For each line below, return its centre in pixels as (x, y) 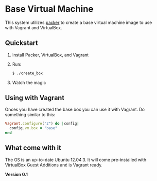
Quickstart (22, 43)
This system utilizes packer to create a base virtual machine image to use (78, 22)
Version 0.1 (17, 174)
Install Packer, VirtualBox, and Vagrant (50, 55)
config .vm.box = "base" (33, 128)
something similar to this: (30, 115)
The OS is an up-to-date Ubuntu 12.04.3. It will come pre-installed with (76, 160)
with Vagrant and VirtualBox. (34, 27)
